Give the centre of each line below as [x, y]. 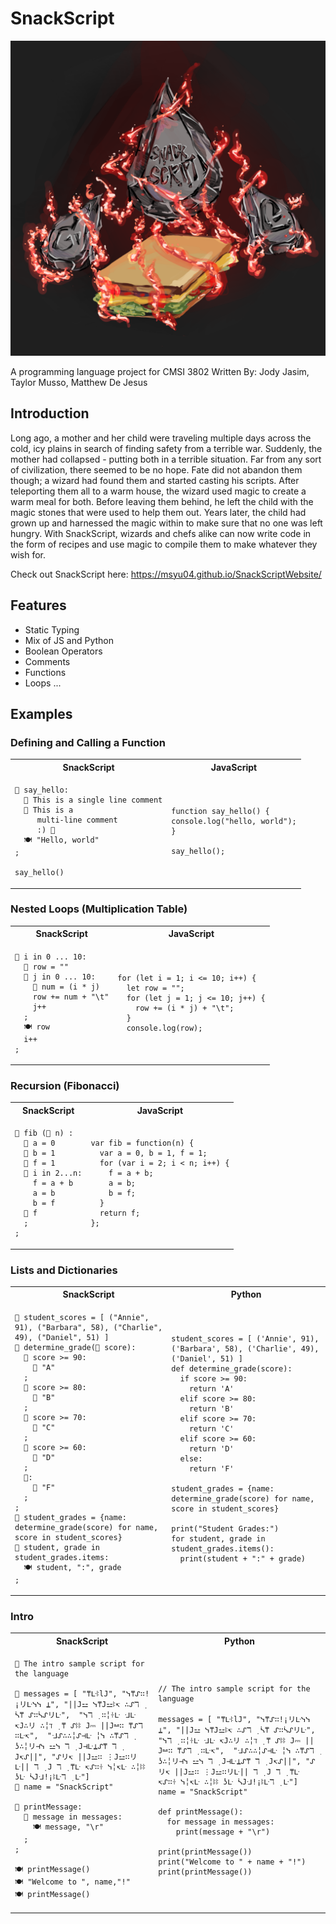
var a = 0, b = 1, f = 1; [153, 1153]
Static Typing [52, 629]
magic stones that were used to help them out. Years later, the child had [158, 512]
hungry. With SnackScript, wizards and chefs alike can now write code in [161, 533]
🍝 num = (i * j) [66, 987]
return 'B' [211, 1408]
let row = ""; [155, 988]
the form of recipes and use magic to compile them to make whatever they [164, 544]
